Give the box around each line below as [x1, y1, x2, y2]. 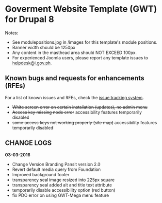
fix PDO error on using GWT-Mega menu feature [12, 192, 109, 198]
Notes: [5, 30, 18, 36]
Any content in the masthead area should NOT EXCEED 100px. [12, 50, 137, 55]
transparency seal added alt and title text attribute [12, 182, 112, 188]
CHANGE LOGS [5, 139, 52, 147]
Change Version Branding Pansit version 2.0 [12, 161, 101, 167]
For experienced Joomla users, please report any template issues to [12, 55, 148, 60]
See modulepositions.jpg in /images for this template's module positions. [12, 39, 158, 45]
